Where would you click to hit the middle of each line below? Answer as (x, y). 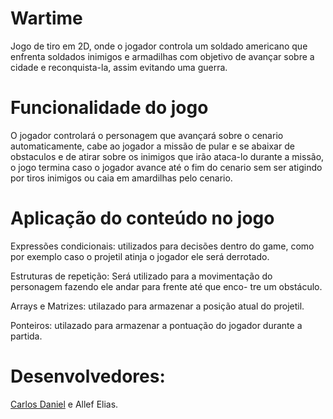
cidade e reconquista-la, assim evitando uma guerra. (119, 67)
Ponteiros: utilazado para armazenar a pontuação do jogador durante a (156, 325)
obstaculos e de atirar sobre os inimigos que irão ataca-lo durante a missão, (167, 156)
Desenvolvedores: (88, 376)
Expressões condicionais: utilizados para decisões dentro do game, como (162, 246)
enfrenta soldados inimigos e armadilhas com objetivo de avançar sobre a (162, 56)
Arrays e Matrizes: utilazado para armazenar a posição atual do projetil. (157, 306)
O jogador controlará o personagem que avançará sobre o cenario (147, 135)
